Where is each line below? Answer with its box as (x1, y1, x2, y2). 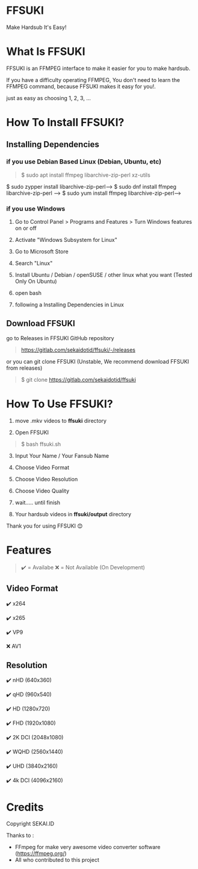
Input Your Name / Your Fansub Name (14, 452, 110, 459)
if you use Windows (6, 204, 66, 213)
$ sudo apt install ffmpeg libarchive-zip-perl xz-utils (20, 171, 150, 179)
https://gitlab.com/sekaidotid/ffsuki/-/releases (20, 346, 135, 353)
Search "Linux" (14, 260, 53, 267)
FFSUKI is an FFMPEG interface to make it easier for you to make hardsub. (6, 65, 191, 72)
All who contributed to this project (14, 856, 99, 864)
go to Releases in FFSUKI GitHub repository (6, 334, 114, 341)
